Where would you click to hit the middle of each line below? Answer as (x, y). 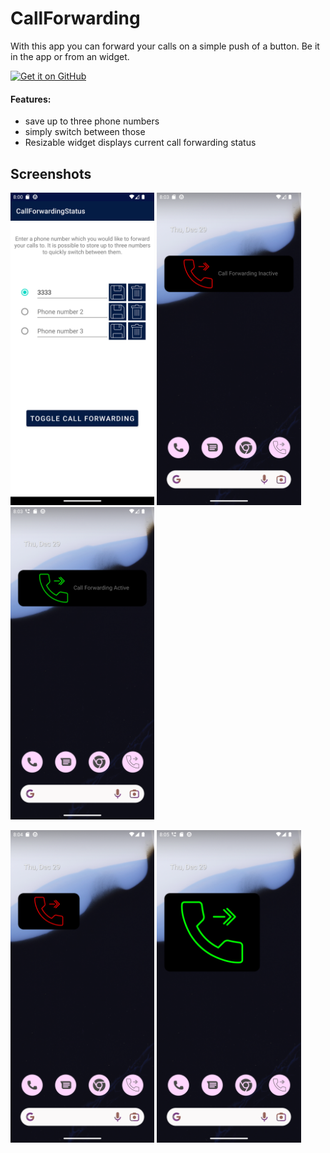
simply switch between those (85, 132)
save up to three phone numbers (92, 121)
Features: (31, 99)
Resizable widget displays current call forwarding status (140, 143)
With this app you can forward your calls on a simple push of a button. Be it (165, 46)
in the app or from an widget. (70, 56)
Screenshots (51, 173)
